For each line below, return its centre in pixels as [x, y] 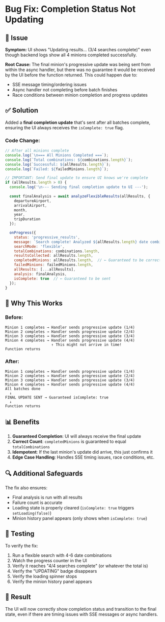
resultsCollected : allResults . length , [54, 256]
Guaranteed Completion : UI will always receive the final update [77, 436]
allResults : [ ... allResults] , [45, 270]
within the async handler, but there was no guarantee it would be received [80, 70]
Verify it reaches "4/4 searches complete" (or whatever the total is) [80, 566]
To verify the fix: [22, 545]
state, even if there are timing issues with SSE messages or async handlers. [82, 614]
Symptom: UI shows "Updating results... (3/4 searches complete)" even [78, 50]
